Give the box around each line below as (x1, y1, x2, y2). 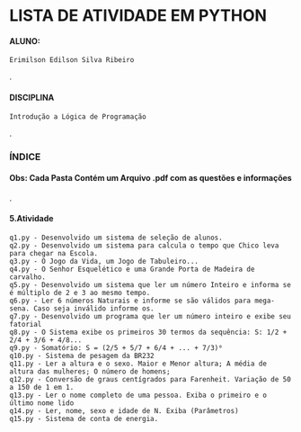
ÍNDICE (9, 150, 41, 163)
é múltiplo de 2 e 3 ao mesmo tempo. (9, 288, 151, 297)
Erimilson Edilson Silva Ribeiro (9, 56, 135, 65)
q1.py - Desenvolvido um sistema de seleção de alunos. (9, 233, 223, 242)
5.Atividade (9, 213, 54, 224)
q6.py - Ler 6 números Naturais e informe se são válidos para (9, 296, 252, 305)
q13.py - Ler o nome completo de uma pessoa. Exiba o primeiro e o (9, 391, 268, 400)
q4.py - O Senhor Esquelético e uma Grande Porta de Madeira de (9, 265, 255, 274)
